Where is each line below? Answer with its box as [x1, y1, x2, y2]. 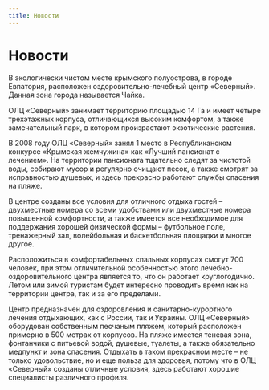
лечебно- [200, 262, 233, 273]
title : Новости [8, 11, 59, 20]
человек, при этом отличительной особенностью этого [8, 262, 199, 273]
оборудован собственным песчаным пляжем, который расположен [8, 321, 243, 331]
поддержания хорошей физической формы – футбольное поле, [8, 221, 226, 231]
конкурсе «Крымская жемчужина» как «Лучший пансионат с [8, 146, 221, 156]
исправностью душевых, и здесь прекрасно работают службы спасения [8, 172, 259, 181]
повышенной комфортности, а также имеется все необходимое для [8, 213, 243, 223]
